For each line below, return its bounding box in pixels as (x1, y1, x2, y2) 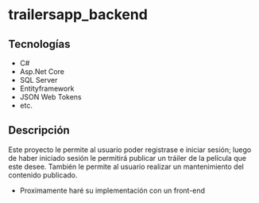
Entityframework (19, 84, 75, 93)
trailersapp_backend (8, 6, 149, 24)
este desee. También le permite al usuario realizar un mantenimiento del (8, 162, 244, 171)
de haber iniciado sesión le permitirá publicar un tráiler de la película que (8, 153, 246, 162)
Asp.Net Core (19, 67, 65, 76)
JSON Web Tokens (19, 92, 82, 101)
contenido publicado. (8, 170, 78, 180)
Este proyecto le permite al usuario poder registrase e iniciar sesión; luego (8, 145, 252, 154)
